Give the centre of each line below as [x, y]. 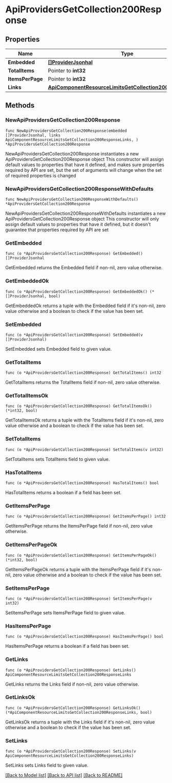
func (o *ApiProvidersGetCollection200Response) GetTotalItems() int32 [83, 373]
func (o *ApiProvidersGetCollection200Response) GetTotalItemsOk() [79, 406]
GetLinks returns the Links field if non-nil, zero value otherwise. [72, 684]
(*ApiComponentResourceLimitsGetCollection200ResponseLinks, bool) [79, 712]
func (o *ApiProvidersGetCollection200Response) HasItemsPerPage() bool [84, 637]
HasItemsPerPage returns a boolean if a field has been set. [67, 646]
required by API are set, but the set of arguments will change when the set [84, 170]
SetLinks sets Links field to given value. [47, 766]
